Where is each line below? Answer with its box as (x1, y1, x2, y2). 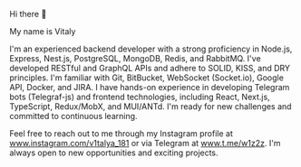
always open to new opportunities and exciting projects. (9, 147, 219, 158)
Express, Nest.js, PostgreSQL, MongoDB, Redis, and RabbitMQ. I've (9, 53, 261, 63)
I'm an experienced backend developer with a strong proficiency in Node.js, (9, 43, 293, 54)
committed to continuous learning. (9, 111, 138, 121)
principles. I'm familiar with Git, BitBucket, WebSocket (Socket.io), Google (9, 72, 284, 83)
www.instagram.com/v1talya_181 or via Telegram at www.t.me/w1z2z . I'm (9, 138, 281, 148)
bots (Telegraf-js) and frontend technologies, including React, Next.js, (9, 91, 270, 102)
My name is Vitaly (9, 26, 76, 36)
